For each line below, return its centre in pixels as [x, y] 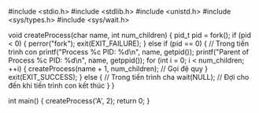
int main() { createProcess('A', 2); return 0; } [79, 101]
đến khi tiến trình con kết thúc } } [62, 85]
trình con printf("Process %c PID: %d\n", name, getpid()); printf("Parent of [129, 52]
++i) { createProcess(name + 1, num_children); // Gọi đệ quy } [108, 69]
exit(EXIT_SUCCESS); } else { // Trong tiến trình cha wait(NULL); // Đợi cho [129, 77]
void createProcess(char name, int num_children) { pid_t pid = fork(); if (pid [130, 35]
